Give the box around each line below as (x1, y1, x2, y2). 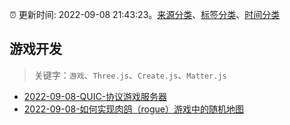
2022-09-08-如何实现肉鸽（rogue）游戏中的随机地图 (23, 103, 245, 115)
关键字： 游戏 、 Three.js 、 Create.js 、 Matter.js (33, 69, 227, 81)
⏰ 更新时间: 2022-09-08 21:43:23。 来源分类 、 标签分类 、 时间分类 (9, 9, 281, 20)
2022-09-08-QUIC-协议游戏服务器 (23, 90, 168, 102)
